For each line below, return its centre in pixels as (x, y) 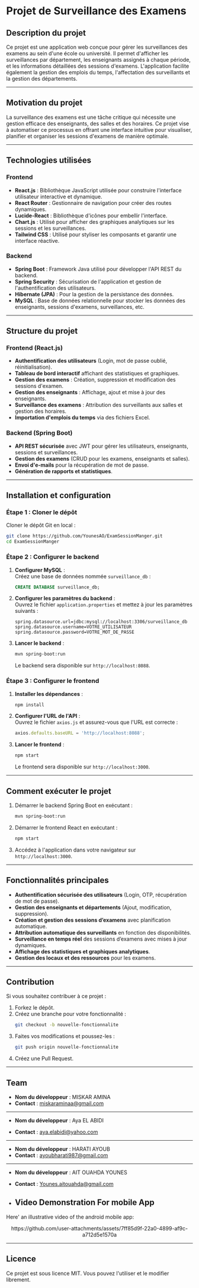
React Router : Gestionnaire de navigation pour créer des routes (93, 202)
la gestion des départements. (42, 79)
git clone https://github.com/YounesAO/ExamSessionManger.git (84, 536)
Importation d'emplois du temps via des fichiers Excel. (82, 417)
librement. (18, 1279)
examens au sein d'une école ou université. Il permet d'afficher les (87, 53)
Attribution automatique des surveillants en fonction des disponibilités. (103, 932)
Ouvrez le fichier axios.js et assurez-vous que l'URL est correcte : (96, 722)
